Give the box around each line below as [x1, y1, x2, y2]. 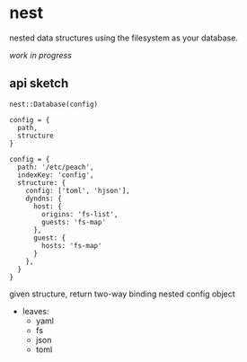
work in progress [9, 49, 72, 60]
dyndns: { [25, 194, 63, 203]
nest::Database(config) [9, 100, 99, 109]
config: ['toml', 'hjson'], [25, 186, 130, 195]
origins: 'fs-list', [41, 209, 119, 218]
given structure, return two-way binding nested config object [9, 288, 235, 299]
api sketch [9, 75, 69, 92]
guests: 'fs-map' [41, 217, 106, 226]
